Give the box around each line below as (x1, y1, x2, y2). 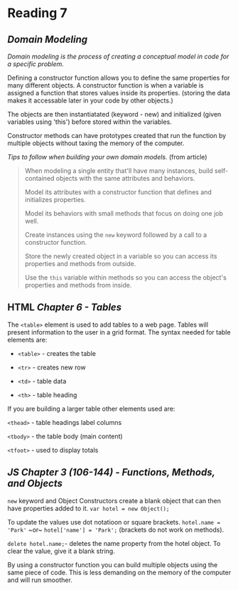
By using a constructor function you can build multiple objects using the (7, 560, 218, 569)
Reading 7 (7, 5, 67, 21)
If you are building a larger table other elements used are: (7, 404, 175, 413)
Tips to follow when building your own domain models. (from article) (7, 153, 207, 161)
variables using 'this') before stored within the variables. (7, 117, 172, 126)
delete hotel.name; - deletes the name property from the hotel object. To (7, 539, 221, 547)
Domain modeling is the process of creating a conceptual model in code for (7, 52, 229, 60)
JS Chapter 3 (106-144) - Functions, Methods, (7, 466, 215, 478)
